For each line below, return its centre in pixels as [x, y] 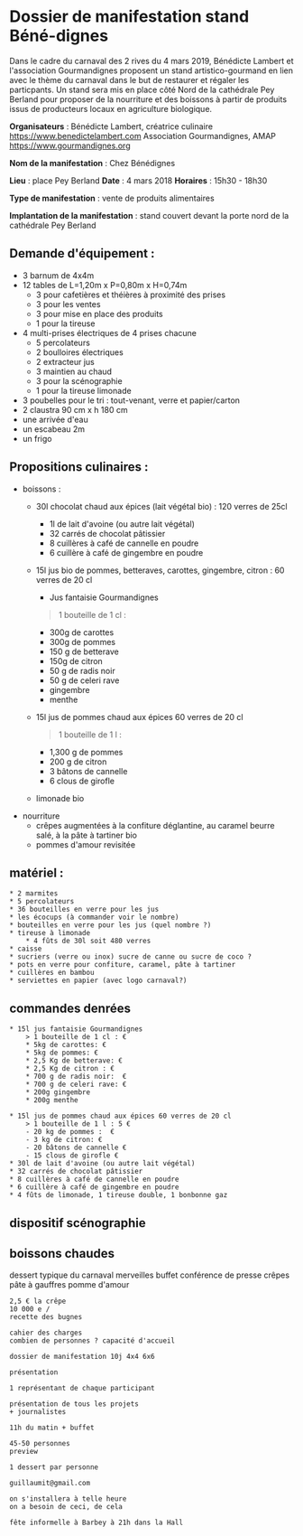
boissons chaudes [62, 1253]
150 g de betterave [84, 651]
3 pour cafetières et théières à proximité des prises [131, 295]
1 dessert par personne [54, 1467]
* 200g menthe [52, 1100]
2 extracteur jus [65, 361]
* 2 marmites [34, 894]
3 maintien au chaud [74, 371]
